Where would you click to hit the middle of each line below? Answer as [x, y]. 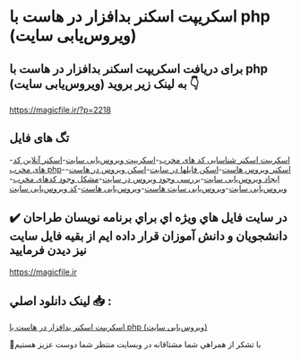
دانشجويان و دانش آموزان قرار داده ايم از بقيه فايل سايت [149, 236]
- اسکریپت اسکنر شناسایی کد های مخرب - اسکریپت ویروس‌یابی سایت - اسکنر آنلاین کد [150, 160]
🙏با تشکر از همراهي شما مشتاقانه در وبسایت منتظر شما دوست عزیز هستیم [135, 345]
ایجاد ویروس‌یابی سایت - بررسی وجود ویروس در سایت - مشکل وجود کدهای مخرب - [145, 179]
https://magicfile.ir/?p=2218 [60, 110]
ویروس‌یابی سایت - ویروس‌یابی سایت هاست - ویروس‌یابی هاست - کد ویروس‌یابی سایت [149, 188]
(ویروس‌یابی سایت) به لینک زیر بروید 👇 [104, 84]
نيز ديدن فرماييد [48, 250]
